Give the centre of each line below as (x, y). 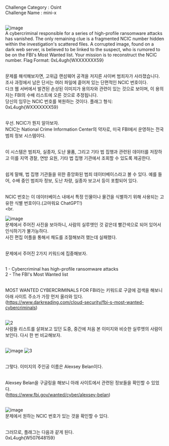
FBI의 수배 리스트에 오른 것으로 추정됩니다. (56, 95)
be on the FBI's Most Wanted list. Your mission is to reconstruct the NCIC (81, 55)
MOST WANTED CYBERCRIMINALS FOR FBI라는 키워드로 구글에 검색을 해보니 (84, 290)
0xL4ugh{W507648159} (30, 438)
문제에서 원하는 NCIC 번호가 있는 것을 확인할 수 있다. (57, 416)
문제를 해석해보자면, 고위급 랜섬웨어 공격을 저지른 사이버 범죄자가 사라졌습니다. (83, 76)
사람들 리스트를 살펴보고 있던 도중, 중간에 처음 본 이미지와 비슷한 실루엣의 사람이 (84, 329)
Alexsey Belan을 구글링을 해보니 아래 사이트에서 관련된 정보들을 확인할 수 (78, 383)
